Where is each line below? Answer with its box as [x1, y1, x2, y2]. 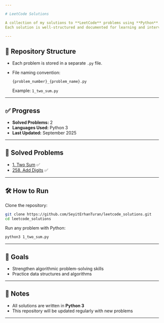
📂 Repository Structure [5, 47, 76, 55]
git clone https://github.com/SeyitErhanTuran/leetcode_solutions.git [5, 211, 152, 217]
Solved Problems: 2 [12, 119, 53, 125]
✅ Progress [5, 106, 41, 115]
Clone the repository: [5, 202, 48, 208]
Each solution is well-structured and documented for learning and [5, 25, 145, 30]
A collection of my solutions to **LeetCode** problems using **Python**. [5, 20, 161, 25]
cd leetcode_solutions [5, 216, 51, 221]
